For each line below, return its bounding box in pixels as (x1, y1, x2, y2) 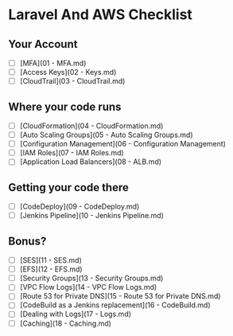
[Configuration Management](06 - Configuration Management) (19, 139, 227, 149)
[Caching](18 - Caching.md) (19, 318, 111, 328)
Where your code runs (8, 100, 122, 113)
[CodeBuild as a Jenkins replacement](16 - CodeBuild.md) (19, 300, 211, 310)
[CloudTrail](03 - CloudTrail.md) (19, 76, 126, 86)
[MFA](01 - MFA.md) (19, 58, 87, 68)
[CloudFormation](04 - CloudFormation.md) (19, 121, 164, 131)
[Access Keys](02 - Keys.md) (19, 68, 117, 77)
